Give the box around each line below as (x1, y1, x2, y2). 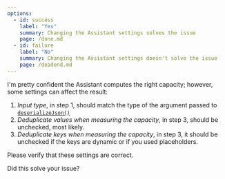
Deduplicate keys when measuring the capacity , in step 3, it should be (17, 130, 218, 138)
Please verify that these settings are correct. (7, 151, 134, 159)
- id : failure (13, 42, 54, 49)
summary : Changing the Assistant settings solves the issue (19, 29, 196, 36)
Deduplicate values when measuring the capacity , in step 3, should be (17, 115, 219, 124)
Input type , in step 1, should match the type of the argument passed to (17, 101, 217, 109)
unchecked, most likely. (17, 123, 85, 131)
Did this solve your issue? (7, 164, 80, 172)
